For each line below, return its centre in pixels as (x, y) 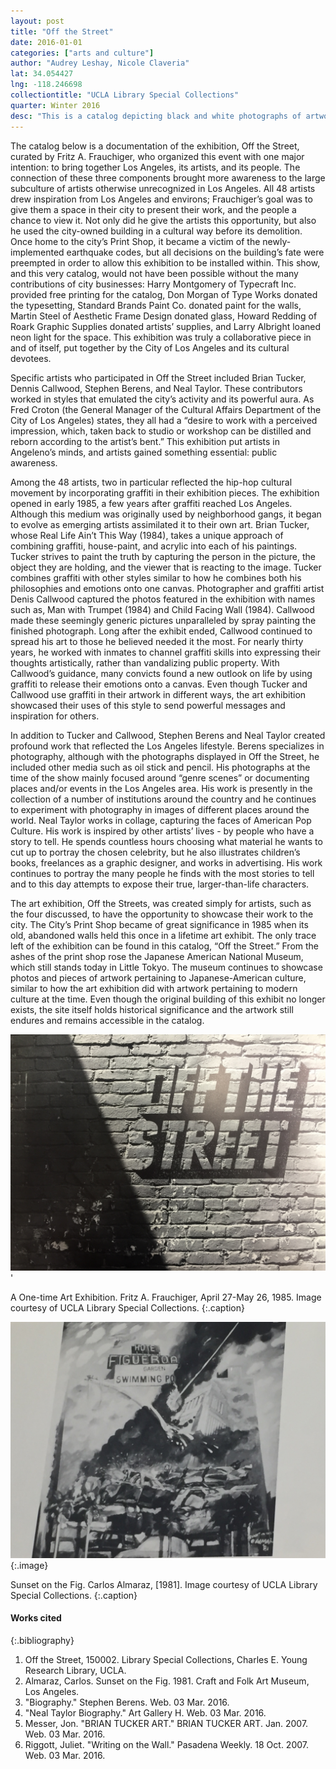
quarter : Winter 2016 (55, 105)
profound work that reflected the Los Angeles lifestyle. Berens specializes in (167, 746)
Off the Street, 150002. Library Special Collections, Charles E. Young (166, 1659)
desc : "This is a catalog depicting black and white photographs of (156, 116)
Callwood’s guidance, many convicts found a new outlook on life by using (161, 673)
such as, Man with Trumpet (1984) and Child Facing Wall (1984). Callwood (162, 609)
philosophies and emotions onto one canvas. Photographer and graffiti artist (167, 588)
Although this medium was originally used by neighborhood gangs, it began (166, 514)
